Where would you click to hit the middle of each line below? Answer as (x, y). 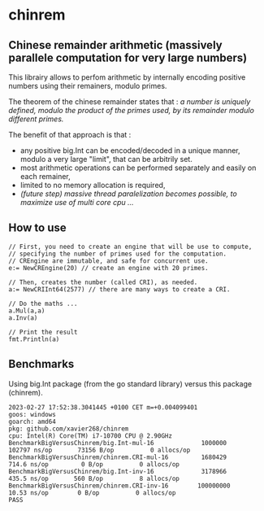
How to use (37, 228)
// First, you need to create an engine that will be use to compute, (130, 247)
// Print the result (43, 332)
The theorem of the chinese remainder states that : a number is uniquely (130, 102)
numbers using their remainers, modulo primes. (88, 86)
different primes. (36, 119)
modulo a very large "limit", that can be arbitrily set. (106, 159)
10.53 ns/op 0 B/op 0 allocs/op (92, 493)
